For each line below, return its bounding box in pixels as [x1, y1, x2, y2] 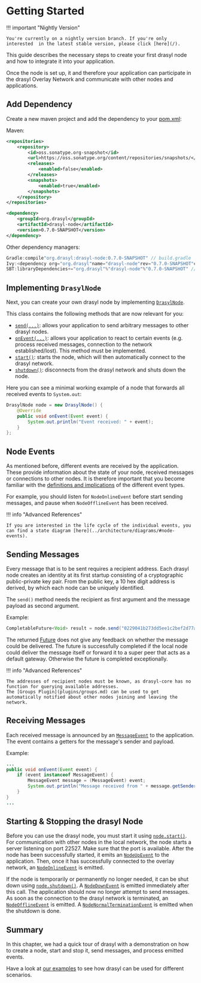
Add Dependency [6, 99, 73, 109]
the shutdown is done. [6, 908, 61, 915]
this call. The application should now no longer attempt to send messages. [6, 888, 190, 896]
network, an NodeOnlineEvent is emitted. [6, 864, 105, 871]
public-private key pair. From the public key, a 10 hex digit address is [6, 577, 175, 585]
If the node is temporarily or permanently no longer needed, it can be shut [6, 875, 189, 883]
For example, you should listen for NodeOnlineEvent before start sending [6, 493, 183, 500]
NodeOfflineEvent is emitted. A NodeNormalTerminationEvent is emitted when [6, 901, 193, 908]
